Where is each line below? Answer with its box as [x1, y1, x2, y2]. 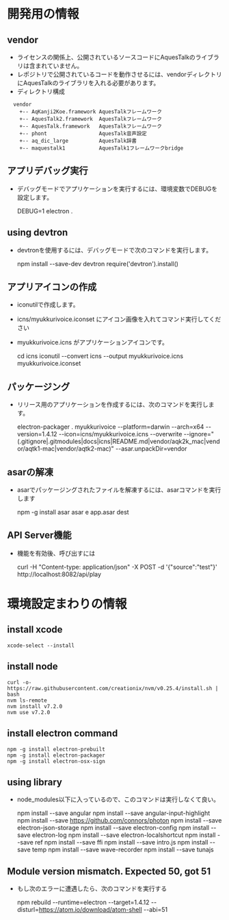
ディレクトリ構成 [16, 87, 65, 95]
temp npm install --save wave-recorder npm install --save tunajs [31, 845, 214, 854]
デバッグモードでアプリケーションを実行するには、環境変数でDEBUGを [16, 185, 218, 193]
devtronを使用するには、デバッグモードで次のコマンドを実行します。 [16, 246, 213, 254]
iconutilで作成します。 [16, 300, 80, 309]
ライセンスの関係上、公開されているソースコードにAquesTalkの [16, 53, 196, 61]
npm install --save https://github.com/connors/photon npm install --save [16, 816, 222, 825]
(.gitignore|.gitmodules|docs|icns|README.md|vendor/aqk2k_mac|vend [16, 437, 220, 446]
